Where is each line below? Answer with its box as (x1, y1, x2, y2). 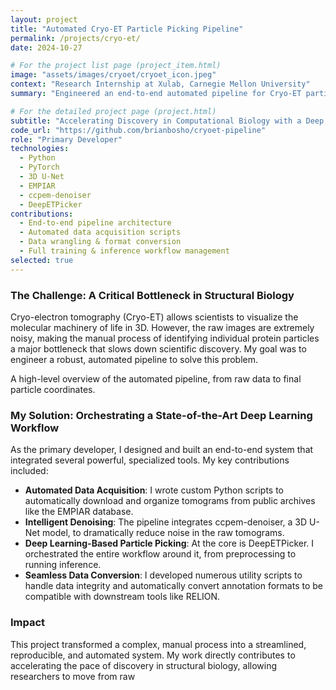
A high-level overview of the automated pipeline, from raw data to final (10, 372, 302, 385)
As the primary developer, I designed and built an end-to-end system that (10, 444, 314, 456)
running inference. (24, 559, 102, 571)
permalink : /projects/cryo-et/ (10, 33, 141, 43)
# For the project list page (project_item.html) (10, 61, 222, 71)
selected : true (10, 255, 74, 265)
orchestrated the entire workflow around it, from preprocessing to (24, 548, 297, 560)
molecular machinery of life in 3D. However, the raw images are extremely (10, 321, 315, 333)
